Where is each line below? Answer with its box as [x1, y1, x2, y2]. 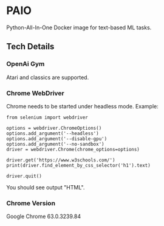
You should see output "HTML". [6, 183, 85, 191]
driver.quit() [6, 173, 43, 179]
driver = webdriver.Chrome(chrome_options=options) [6, 146, 140, 152]
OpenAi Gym [6, 60, 45, 68]
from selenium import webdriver [6, 114, 88, 121]
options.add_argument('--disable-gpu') [6, 135, 108, 142]
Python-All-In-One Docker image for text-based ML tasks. [6, 24, 152, 31]
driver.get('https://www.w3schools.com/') [6, 157, 115, 163]
